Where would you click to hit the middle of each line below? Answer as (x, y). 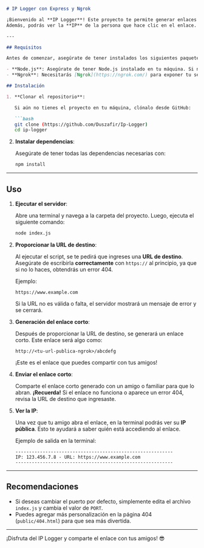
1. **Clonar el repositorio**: (46, 97)
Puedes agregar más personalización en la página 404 (83, 514)
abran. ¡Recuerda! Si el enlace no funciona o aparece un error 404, (99, 392)
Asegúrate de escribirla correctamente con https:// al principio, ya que (106, 263)
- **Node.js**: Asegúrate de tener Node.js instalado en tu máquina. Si (100, 69)
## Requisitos (24, 47)
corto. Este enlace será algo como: (59, 340)
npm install (30, 165)
